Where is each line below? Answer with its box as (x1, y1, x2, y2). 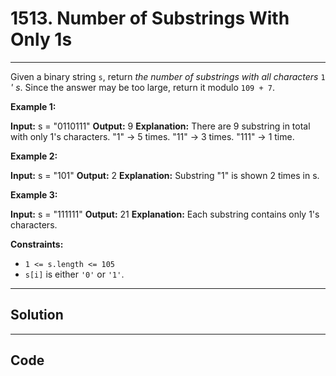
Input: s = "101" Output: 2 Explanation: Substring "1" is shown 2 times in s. (10, 169, 320, 181)
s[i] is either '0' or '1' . (24, 268, 125, 280)
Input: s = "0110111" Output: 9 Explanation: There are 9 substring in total (10, 120, 311, 132)
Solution (10, 307, 64, 324)
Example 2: (10, 150, 58, 162)
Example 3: (10, 188, 58, 201)
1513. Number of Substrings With (10, 7, 290, 30)
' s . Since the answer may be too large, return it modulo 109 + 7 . (10, 81, 275, 93)
